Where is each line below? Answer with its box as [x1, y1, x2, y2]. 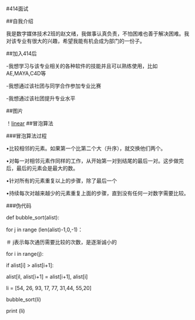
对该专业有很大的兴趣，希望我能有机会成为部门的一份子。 [6, 38, 145, 44]
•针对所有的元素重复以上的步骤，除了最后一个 [6, 177, 117, 184]
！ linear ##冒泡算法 [6, 120, 54, 126]
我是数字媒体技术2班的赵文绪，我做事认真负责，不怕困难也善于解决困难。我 [6, 30, 190, 37]
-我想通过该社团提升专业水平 [6, 95, 76, 102]
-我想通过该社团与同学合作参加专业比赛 [6, 82, 102, 89]
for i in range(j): [6, 251, 44, 257]
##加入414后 [6, 50, 37, 57]
